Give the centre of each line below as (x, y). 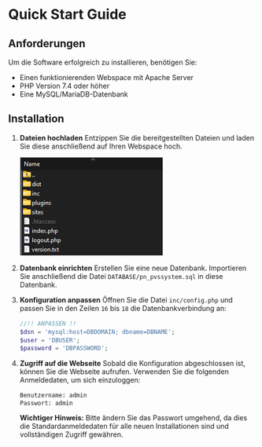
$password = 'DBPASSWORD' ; (64, 348)
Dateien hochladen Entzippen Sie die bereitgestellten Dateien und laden (137, 137)
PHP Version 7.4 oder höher (65, 86)
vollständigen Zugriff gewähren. (71, 434)
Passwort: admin (46, 403)
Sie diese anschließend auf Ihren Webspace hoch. (101, 146)
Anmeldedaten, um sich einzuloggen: (80, 380)
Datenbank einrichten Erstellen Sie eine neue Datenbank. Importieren (133, 268)
